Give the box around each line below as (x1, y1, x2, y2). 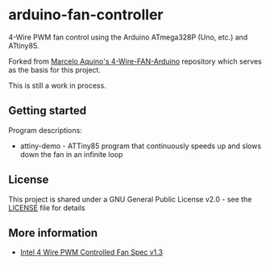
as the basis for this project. (8, 64, 101, 74)
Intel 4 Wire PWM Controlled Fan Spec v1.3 (19, 247, 164, 257)
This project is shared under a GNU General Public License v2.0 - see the (8, 194, 252, 204)
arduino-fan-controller (8, 6, 164, 24)
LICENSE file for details (8, 203, 86, 213)
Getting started (8, 104, 87, 118)
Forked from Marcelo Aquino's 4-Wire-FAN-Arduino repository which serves (8, 56, 262, 66)
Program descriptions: (8, 125, 82, 135)
